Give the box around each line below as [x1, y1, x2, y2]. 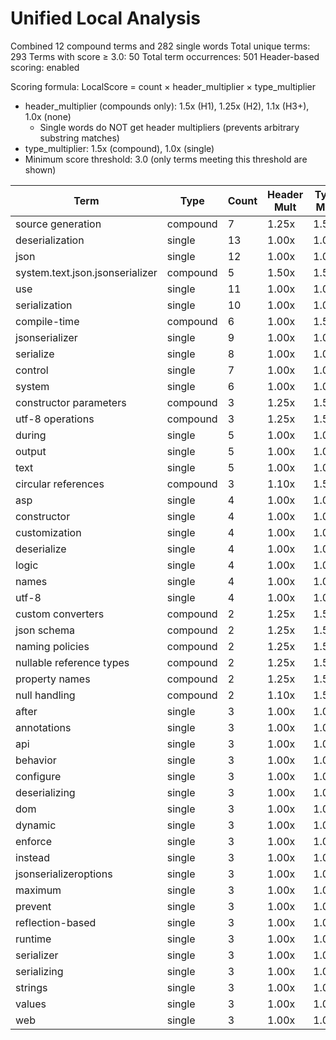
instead [15, 850, 51, 864]
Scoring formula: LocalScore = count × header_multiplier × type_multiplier [10, 80, 316, 92]
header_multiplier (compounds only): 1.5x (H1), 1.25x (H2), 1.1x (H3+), [24, 100, 310, 112]
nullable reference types [15, 655, 130, 669]
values [15, 997, 47, 1011]
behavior [15, 753, 57, 767]
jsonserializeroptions [15, 867, 113, 881]
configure [15, 769, 62, 783]
